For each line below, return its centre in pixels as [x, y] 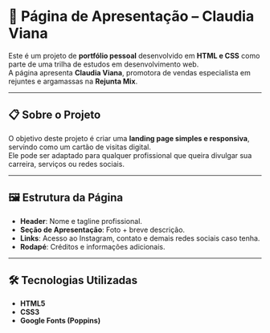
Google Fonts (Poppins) [60, 321]
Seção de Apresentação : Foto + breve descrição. [102, 229]
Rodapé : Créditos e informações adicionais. [93, 246]
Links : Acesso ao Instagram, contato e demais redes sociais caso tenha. [140, 238]
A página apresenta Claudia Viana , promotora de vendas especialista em [129, 72]
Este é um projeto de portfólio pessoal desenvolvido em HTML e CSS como [134, 55]
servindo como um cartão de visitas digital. [80, 147]
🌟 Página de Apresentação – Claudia [131, 16]
